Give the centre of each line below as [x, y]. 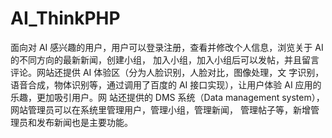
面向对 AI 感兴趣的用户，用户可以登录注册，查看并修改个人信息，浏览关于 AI [167, 47]
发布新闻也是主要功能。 [84, 122]
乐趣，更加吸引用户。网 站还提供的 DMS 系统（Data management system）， [167, 97]
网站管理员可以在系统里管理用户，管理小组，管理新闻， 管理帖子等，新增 [160, 109]
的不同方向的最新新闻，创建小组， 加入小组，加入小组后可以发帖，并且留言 [165, 59]
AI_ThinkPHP [65, 18]
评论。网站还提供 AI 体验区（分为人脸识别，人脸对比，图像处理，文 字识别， [167, 72]
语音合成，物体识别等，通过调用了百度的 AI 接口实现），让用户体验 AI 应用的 [166, 84]
